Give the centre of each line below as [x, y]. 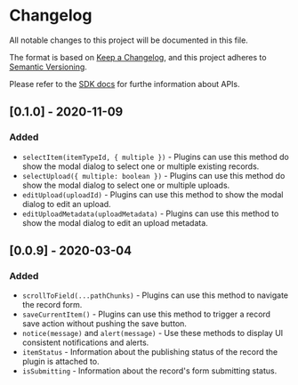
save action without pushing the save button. [104, 324]
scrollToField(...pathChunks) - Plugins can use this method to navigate [155, 295]
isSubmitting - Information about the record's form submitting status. [149, 371]
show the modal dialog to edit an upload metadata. [115, 222]
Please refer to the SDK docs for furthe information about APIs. [125, 84]
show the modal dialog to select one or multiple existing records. [141, 166]
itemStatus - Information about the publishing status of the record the [150, 352]
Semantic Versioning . [48, 67]
